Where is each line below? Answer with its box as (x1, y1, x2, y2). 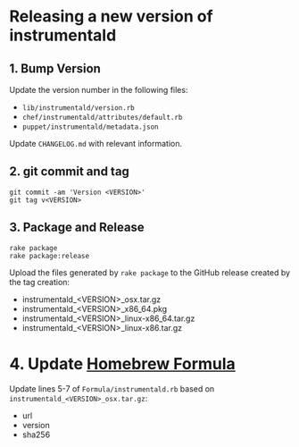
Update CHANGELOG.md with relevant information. (9, 139, 183, 148)
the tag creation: (9, 276, 70, 287)
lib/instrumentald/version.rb (21, 104, 136, 113)
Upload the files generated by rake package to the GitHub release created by (9, 266, 291, 278)
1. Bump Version (9, 61, 101, 76)
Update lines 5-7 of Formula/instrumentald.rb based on (9, 383, 215, 394)
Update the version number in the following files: (9, 85, 188, 95)
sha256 (21, 429, 51, 440)
